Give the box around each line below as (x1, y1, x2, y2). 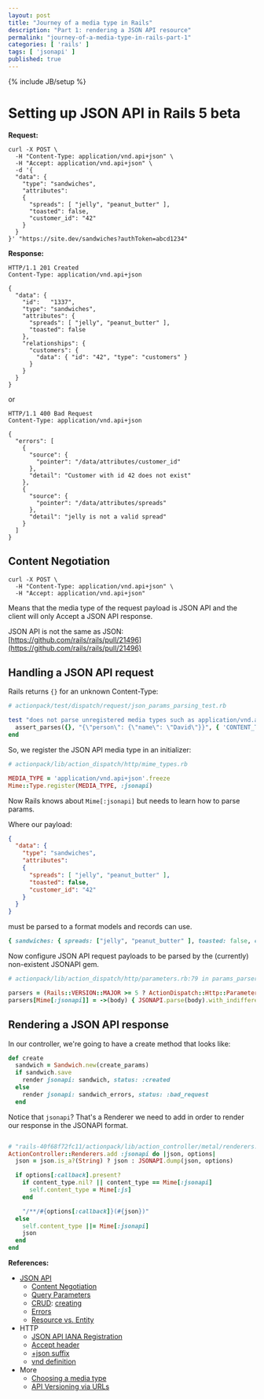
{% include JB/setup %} (8, 76, 86, 86)
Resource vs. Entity (31, 1315, 94, 1324)
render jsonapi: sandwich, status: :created (22, 1076, 170, 1084)
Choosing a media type (31, 1374, 107, 1383)
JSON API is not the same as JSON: (8, 626, 124, 636)
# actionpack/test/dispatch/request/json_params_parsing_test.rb (8, 702, 226, 710)
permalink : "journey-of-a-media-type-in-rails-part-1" (8, 33, 192, 42)
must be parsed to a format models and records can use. (8, 922, 192, 932)
